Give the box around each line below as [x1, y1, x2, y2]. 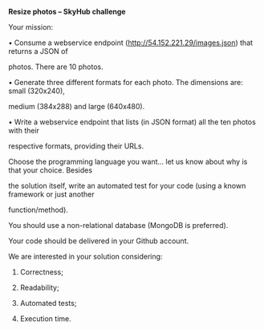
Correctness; [19, 267, 64, 276]
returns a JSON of [8, 47, 68, 55]
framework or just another [8, 189, 95, 199]
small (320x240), [8, 86, 66, 96]
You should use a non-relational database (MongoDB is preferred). [8, 221, 229, 230]
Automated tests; [19, 299, 77, 308]
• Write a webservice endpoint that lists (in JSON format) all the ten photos [8, 117, 257, 127]
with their [8, 126, 40, 135]
